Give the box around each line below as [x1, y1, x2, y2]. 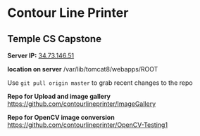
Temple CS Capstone [7, 33, 102, 45]
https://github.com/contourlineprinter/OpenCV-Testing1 [7, 121, 168, 129]
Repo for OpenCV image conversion [7, 114, 115, 121]
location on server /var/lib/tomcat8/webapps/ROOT [7, 65, 158, 73]
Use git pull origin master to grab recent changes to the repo [7, 79, 193, 87]
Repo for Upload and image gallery [7, 93, 111, 100]
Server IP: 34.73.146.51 [7, 51, 75, 60]
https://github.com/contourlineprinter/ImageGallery [7, 100, 156, 108]
